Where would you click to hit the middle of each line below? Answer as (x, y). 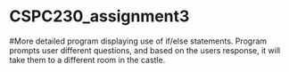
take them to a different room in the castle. (87, 60)
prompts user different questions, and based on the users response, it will (145, 50)
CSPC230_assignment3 (99, 16)
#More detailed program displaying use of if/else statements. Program (138, 41)
